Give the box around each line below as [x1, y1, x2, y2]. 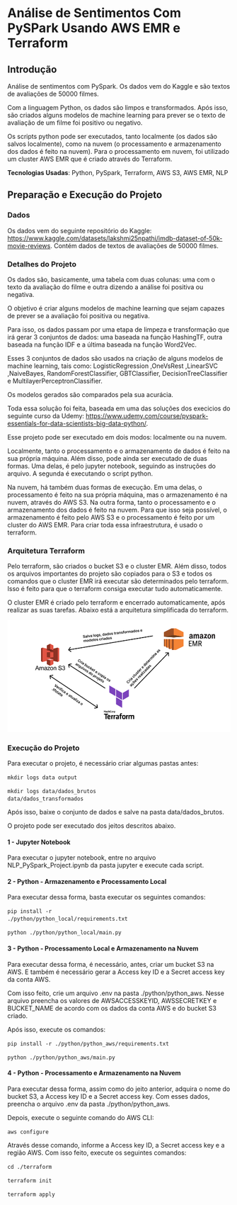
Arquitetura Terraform [7, 546, 85, 556]
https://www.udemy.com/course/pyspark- [86, 411, 209, 420]
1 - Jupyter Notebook [7, 838, 71, 846]
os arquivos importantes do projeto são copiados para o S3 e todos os [7, 569, 212, 578]
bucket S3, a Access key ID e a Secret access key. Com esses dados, [7, 1092, 210, 1100]
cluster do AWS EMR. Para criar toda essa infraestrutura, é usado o [7, 520, 203, 529]
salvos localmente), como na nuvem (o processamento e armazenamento [7, 140, 221, 148]
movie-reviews [7, 241, 51, 250]
